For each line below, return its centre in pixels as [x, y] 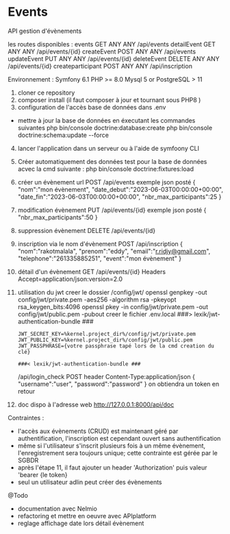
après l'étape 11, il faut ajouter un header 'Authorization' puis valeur [112, 468]
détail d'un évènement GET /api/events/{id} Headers [92, 271]
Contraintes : [26, 417]
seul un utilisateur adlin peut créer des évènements [90, 482]
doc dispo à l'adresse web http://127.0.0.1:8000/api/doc [96, 404]
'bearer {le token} [42, 474]
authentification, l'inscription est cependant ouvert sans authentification [119, 438]
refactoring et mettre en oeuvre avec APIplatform [87, 515]
